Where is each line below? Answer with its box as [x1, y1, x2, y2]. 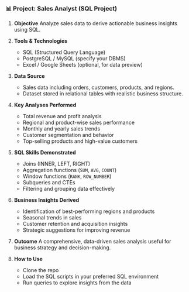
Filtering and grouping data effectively [22, 185, 115, 193]
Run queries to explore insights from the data [22, 279, 132, 286]
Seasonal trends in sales [22, 214, 82, 221]
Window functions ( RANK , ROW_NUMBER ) [22, 173, 112, 180]
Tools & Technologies [13, 37, 68, 44]
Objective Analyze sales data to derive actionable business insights [13, 20, 178, 27]
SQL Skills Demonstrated [13, 149, 77, 156]
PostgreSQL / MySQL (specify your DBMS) [22, 55, 126, 62]
